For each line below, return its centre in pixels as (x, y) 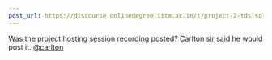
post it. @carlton (36, 47)
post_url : (25, 16)
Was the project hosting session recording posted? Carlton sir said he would (136, 38)
